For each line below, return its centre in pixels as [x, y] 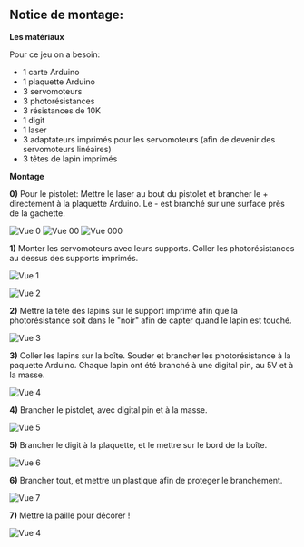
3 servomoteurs [52, 91]
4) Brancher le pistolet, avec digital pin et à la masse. [108, 410]
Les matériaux [37, 36]
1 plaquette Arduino [59, 82]
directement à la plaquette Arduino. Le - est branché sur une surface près [147, 203]
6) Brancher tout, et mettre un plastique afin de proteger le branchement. [146, 480]
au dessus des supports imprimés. [74, 258]
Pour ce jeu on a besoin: [55, 54]
